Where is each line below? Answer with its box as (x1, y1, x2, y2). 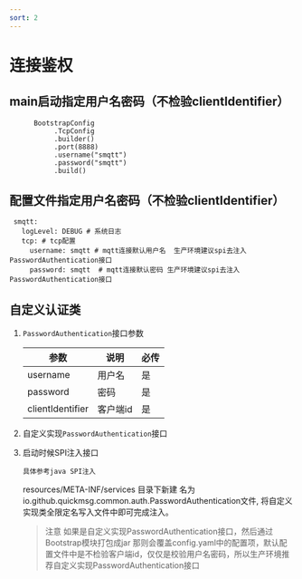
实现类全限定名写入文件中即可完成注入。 (22, 507, 174, 517)
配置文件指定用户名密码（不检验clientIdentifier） (9, 193, 285, 208)
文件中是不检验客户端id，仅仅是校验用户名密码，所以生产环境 (52, 549, 282, 560)
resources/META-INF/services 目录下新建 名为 (22, 484, 196, 495)
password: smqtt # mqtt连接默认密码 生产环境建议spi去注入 (29, 265, 241, 275)
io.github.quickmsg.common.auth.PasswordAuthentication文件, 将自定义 (22, 496, 293, 507)
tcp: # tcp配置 (21, 236, 76, 246)
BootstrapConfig (33, 119, 95, 128)
